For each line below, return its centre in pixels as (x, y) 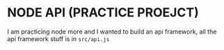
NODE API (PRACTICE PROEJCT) (103, 13)
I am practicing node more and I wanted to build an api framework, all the (112, 32)
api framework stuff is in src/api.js (58, 38)
